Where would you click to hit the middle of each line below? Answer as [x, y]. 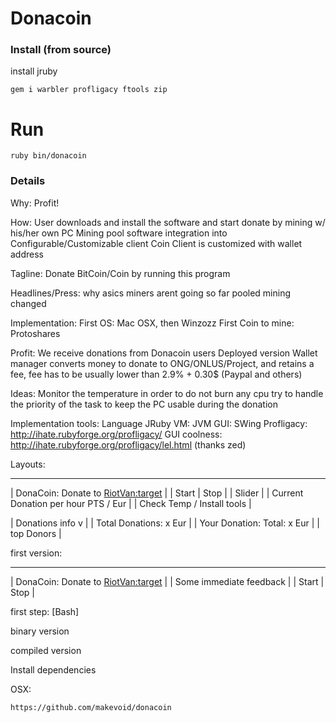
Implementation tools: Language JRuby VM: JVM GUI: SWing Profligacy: [159, 423]
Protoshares [35, 333]
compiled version [46, 650]
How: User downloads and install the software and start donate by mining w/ [168, 222]
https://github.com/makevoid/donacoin [91, 707]
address [27, 254]
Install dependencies [53, 669]
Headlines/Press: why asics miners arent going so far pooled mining [151, 293]
